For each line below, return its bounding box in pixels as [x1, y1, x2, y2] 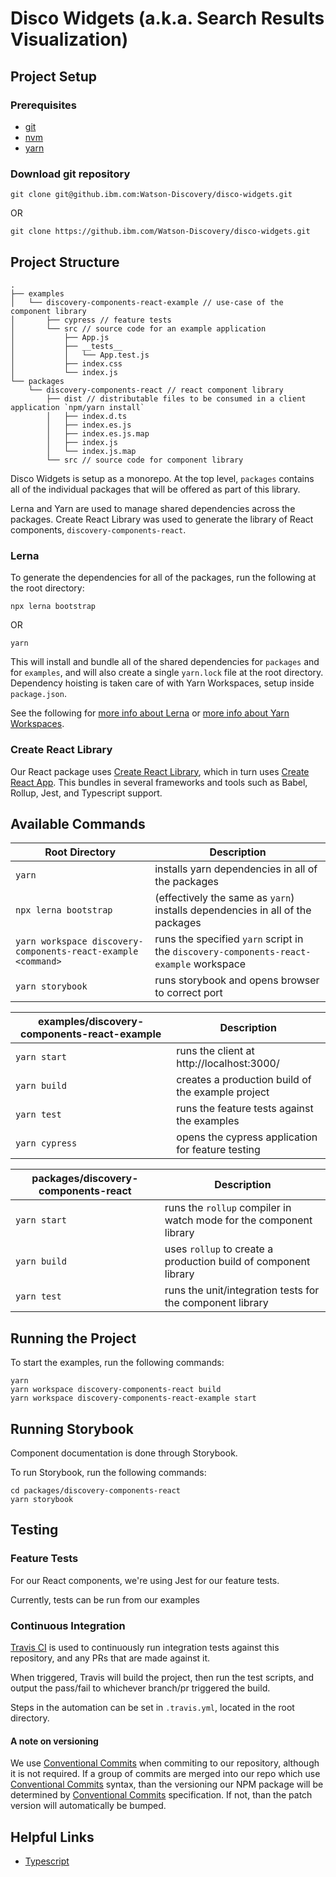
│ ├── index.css [10, 358, 123, 369]
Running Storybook [10, 1420, 134, 1437]
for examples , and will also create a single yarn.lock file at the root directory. [10, 667, 324, 679]
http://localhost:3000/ [176, 1057, 280, 1071]
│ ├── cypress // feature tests [10, 315, 172, 325]
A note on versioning [10, 1735, 99, 1747]
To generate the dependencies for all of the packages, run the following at [10, 572, 317, 584]
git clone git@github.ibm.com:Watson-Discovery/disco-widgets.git [10, 190, 293, 200]
